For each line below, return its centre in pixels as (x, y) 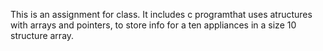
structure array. (42, 35)
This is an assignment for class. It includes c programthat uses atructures (161, 14)
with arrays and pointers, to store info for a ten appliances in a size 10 (153, 25)
